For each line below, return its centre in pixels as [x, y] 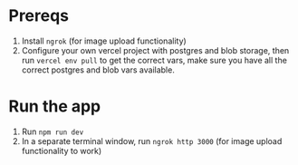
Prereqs [39, 16]
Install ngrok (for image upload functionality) [104, 41]
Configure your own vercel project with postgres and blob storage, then [155, 50]
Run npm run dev [53, 131]
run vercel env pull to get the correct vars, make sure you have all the [154, 60]
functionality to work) [62, 150]
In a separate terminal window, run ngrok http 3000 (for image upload [152, 141]
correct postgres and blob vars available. [98, 70]
